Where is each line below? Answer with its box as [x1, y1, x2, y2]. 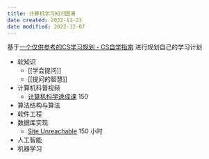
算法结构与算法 [17, 101, 60, 110]
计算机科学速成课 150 [27, 92, 89, 101]
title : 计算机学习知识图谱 [7, 10, 76, 17]
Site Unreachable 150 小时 [27, 127, 103, 135]
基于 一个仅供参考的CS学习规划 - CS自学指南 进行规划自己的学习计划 [7, 43, 203, 51]
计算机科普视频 [17, 84, 60, 92]
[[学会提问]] [27, 67, 62, 75]
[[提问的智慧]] [27, 75, 68, 83]
